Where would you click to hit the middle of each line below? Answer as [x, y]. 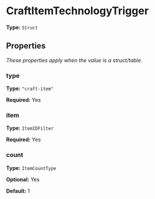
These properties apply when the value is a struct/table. [74, 60]
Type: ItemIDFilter [30, 128]
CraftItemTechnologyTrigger [77, 11]
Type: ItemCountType [31, 168]
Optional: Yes [23, 179]
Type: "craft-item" [30, 89]
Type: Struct [22, 27]
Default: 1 [18, 191]
